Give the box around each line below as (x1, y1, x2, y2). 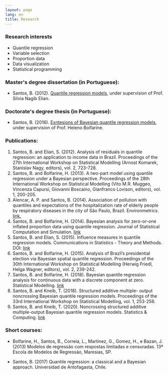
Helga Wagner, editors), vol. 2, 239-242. (12, 266, 96, 272)
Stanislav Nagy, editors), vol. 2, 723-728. (12, 164, 97, 171)
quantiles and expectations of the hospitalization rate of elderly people (12, 202, 159, 208)
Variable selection (12, 50, 50, 56)
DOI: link (12, 245, 31, 251)
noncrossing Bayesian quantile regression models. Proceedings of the (12, 293, 157, 299)
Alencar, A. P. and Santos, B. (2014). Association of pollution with (12, 197, 147, 203)
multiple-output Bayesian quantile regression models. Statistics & (12, 309, 147, 315)
